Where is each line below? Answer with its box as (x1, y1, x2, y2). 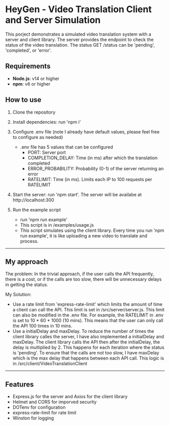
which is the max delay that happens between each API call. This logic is (12, 355, 164, 361)
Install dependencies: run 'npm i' (12, 119, 81, 125)
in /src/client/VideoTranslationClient (12, 361, 88, 367)
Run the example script (12, 206, 61, 212)
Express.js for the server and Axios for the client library (12, 394, 128, 400)
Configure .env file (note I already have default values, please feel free (12, 128, 160, 135)
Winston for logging (12, 415, 54, 421)
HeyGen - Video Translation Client (5, 4, 152, 15)
